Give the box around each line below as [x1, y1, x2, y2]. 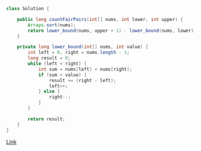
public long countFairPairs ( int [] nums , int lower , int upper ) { [17, 16, 184, 22]
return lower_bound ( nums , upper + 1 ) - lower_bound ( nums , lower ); [28, 28, 197, 34]
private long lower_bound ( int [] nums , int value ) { [17, 44, 148, 50]
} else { [38, 89, 60, 95]
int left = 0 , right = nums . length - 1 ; [28, 50, 130, 56]
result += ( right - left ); [48, 77, 117, 83]
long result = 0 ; [28, 55, 71, 61]
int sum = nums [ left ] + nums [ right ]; [38, 66, 133, 72]
